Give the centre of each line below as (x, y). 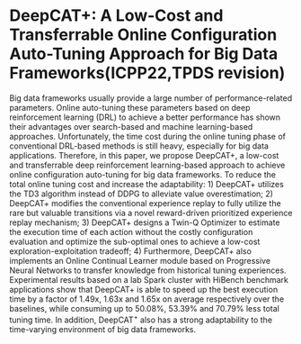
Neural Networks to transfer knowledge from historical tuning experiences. (148, 270)
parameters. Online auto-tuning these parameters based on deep (130, 107)
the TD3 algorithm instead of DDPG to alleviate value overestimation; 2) (142, 194)
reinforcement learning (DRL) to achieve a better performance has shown (145, 117)
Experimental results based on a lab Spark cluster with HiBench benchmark (149, 279)
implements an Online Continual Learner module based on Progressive (140, 260)
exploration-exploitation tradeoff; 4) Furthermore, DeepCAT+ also (130, 251)
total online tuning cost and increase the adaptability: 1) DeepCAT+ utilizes (147, 184)
